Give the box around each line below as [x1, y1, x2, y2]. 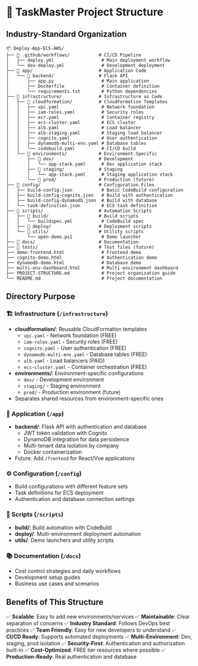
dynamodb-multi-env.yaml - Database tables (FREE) [23, 350, 148, 358]
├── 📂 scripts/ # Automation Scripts [6, 208, 152, 214]
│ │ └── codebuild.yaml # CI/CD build [6, 145, 136, 151]
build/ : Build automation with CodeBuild [14, 524, 112, 531]
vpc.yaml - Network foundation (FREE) [23, 332, 117, 339]
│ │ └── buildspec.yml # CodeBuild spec [6, 218, 144, 224]
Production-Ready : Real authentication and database [6, 653, 137, 660]
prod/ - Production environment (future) [23, 388, 121, 395]
